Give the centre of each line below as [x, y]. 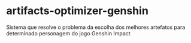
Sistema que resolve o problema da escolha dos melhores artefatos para [96, 27]
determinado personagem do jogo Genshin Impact [68, 33]
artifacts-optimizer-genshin [77, 11]
